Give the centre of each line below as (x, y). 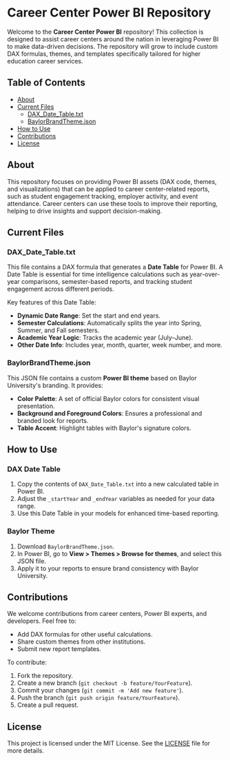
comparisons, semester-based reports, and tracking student (107, 282)
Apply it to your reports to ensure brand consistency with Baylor (108, 568)
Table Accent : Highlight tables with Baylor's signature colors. (104, 428)
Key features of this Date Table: (52, 302)
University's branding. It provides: (55, 385)
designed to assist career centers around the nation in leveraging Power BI (113, 39)
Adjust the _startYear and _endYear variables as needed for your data (116, 499)
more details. (26, 751)
